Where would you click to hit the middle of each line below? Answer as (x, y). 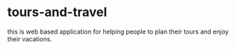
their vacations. (30, 38)
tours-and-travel (57, 12)
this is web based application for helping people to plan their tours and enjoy (118, 31)
